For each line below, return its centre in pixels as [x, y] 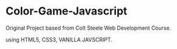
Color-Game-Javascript [66, 11]
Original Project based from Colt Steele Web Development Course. [88, 28]
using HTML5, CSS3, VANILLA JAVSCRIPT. [59, 39]
